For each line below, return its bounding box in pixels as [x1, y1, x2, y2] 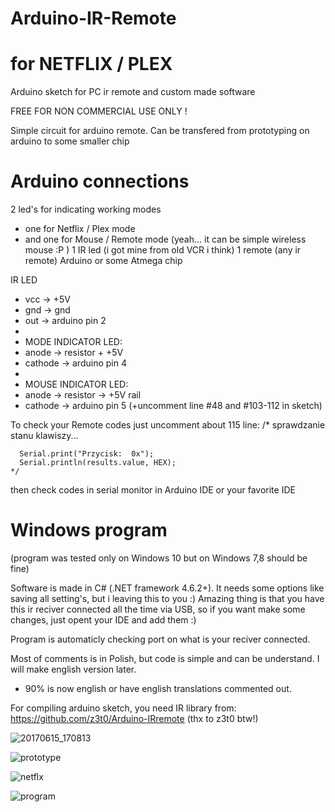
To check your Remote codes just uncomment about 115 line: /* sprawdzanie [10, 419, 326, 431]
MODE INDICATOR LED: [24, 336, 123, 348]
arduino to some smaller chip [10, 135, 130, 147]
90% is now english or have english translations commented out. [24, 683, 292, 694]
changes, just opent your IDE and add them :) [10, 614, 197, 626]
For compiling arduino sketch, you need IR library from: [10, 702, 237, 714]
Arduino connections [10, 170, 190, 193]
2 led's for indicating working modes [10, 203, 162, 216]
